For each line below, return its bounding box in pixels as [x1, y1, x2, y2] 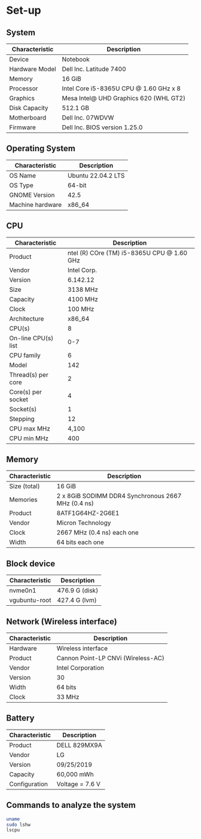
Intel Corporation [56, 664, 105, 672]
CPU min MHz [9, 434, 49, 443]
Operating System [6, 144, 76, 154]
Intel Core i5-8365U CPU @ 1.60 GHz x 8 [62, 84, 181, 93]
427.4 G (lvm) [56, 596, 97, 605]
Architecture [9, 315, 44, 323]
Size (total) [9, 482, 40, 490]
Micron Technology [56, 518, 111, 527]
